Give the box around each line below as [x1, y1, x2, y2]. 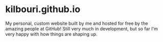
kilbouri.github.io [5, 4, 81, 15]
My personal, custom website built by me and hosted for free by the [5, 20, 148, 26]
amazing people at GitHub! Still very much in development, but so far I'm [5, 25, 158, 31]
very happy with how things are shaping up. [5, 31, 98, 37]
